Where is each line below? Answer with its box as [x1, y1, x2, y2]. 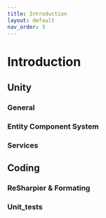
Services [7, 140, 39, 150]
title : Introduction [7, 10, 68, 18]
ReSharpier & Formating [7, 184, 91, 193]
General [7, 103, 35, 113]
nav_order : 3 [7, 23, 46, 30]
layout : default [7, 17, 55, 24]
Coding [7, 162, 40, 174]
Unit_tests [7, 202, 44, 212]
